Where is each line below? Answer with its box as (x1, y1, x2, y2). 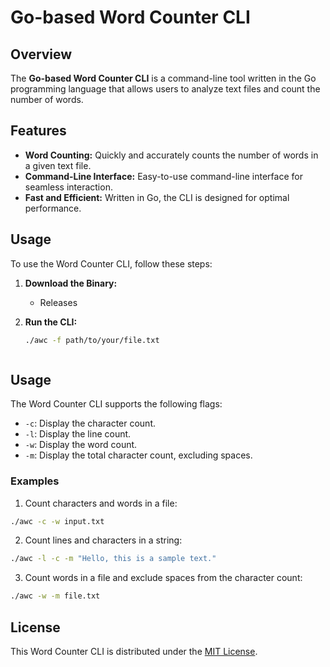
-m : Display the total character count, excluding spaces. (24, 449, 253, 461)
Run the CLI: (24, 316, 78, 328)
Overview (10, 46, 73, 63)
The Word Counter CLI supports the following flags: (10, 398, 223, 410)
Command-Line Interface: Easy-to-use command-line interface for (24, 170, 303, 182)
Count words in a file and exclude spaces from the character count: (24, 572, 303, 584)
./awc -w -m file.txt (10, 591, 101, 601)
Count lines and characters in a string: (24, 534, 183, 546)
